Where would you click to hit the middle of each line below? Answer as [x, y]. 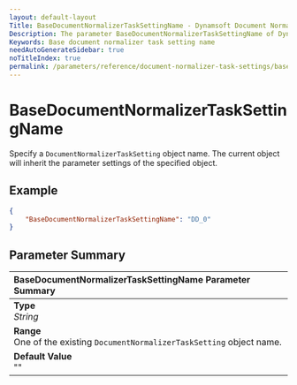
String [26, 317]
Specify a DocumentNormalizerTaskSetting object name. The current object [145, 153]
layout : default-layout [53, 17]
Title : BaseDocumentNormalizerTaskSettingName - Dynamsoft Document [138, 26]
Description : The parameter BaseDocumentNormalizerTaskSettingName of [142, 34]
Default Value [43, 357]
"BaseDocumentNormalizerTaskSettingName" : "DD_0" [118, 219]
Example [34, 191]
